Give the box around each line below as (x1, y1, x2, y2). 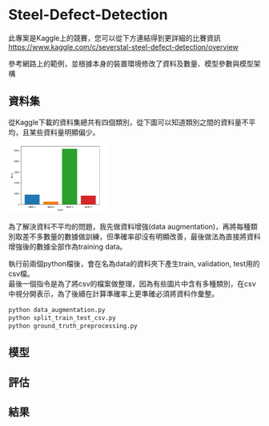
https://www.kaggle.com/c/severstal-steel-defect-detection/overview (8, 42, 239, 51)
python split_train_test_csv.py (8, 314, 116, 322)
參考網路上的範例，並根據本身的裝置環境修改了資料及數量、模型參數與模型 (8, 59, 254, 68)
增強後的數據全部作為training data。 (8, 241, 127, 251)
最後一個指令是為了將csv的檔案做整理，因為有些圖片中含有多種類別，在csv (8, 278, 256, 288)
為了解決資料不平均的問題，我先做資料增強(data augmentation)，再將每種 (8, 221, 251, 231)
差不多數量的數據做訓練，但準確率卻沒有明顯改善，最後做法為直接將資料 (22, 231, 261, 241)
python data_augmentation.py (8, 306, 106, 314)
